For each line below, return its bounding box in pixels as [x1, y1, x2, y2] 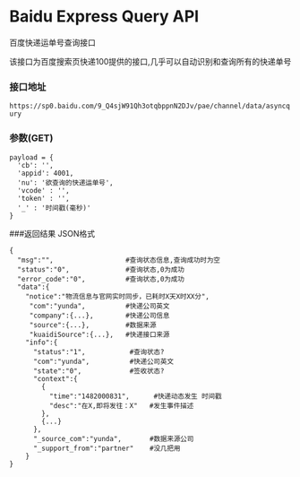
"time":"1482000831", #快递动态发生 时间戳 [48, 392, 222, 401]
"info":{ [25, 338, 58, 347]
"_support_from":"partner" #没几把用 [32, 444, 181, 453]
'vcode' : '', [17, 186, 70, 195]
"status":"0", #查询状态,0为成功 [17, 265, 185, 274]
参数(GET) [9, 132, 54, 144]
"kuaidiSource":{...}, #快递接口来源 [29, 330, 170, 339]
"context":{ [32, 374, 78, 383]
